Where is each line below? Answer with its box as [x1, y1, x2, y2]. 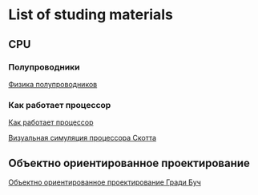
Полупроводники [8, 62, 80, 73]
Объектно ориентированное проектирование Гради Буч [8, 177, 202, 187]
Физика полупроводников [8, 79, 98, 89]
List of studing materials [8, 6, 174, 24]
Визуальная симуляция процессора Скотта [8, 133, 157, 143]
